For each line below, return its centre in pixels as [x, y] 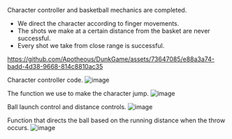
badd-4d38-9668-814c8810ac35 [55, 66]
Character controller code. [45, 80]
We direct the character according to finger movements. [98, 23]
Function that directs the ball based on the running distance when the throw [116, 120]
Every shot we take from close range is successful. [91, 46]
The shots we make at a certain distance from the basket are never [114, 31]
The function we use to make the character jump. [78, 93]
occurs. [18, 128]
